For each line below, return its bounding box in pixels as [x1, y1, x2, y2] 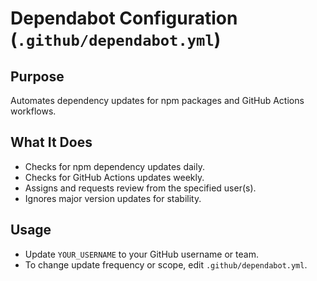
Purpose [10, 68, 65, 85]
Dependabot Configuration [10, 7, 238, 30]
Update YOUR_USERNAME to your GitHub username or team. [24, 248, 259, 260]
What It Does [10, 134, 93, 151]
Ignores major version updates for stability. [24, 192, 202, 204]
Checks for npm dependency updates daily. [24, 160, 205, 172]
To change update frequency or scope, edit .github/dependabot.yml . [24, 258, 308, 271]
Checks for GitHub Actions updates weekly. [24, 171, 205, 183]
